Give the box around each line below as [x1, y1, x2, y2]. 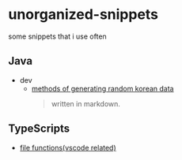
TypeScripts [8, 122, 70, 136]
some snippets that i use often [8, 32, 107, 41]
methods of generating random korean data [31, 84, 174, 93]
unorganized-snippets [8, 6, 159, 24]
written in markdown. [51, 99, 121, 108]
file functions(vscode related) [19, 143, 116, 152]
